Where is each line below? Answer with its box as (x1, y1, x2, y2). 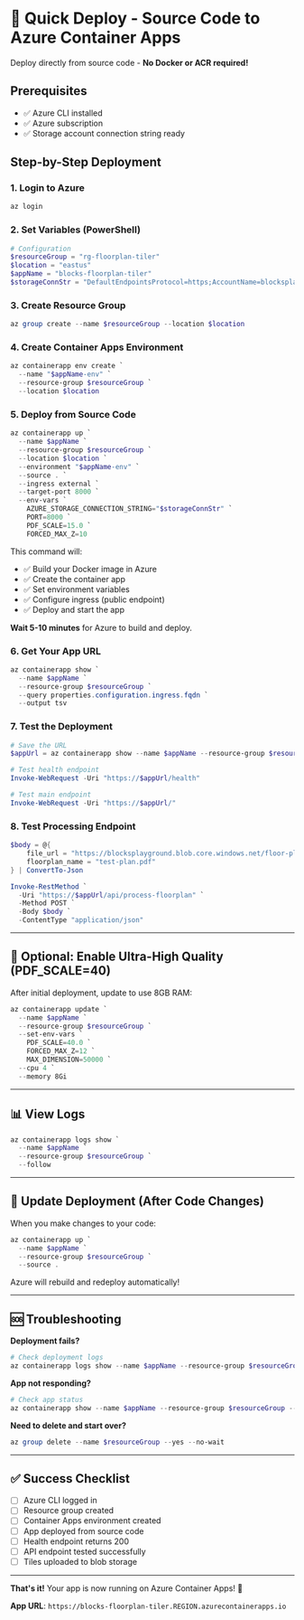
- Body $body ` (18, 908, 71, 917)
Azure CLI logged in (23, 1495, 97, 1506)
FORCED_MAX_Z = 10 (26, 529, 88, 539)
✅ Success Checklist (10, 1471, 130, 1486)
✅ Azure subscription (23, 118, 104, 128)
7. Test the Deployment (10, 721, 114, 733)
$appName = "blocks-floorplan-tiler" (10, 269, 152, 278)
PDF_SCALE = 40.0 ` (26, 1039, 92, 1048)
